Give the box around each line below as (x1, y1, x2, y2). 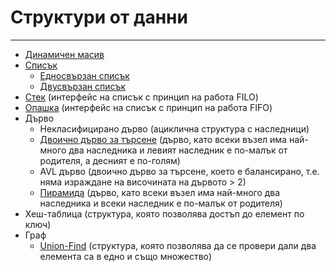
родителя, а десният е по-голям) (39, 154, 181, 166)
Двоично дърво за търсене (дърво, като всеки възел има (39, 133, 287, 145)
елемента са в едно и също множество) (39, 250, 213, 262)
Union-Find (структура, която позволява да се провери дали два (39, 239, 317, 251)
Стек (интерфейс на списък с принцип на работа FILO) (24, 91, 259, 103)
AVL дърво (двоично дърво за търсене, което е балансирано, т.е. (39, 165, 320, 177)
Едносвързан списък (39, 69, 130, 81)
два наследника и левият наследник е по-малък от (68, 144, 288, 156)
